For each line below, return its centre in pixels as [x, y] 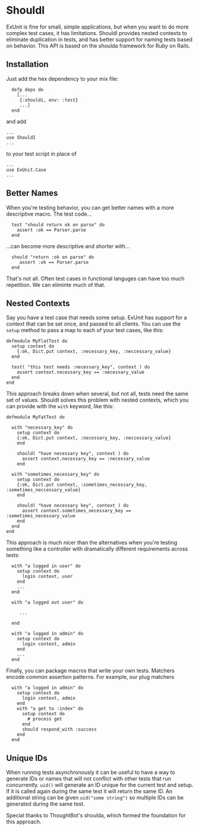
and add [16, 121]
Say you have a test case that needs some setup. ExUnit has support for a [97, 318]
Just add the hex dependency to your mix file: [62, 78]
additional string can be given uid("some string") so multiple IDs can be [95, 798]
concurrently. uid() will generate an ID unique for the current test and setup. [100, 785]
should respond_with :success [59, 729]
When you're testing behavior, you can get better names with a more [90, 207]
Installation [27, 64]
